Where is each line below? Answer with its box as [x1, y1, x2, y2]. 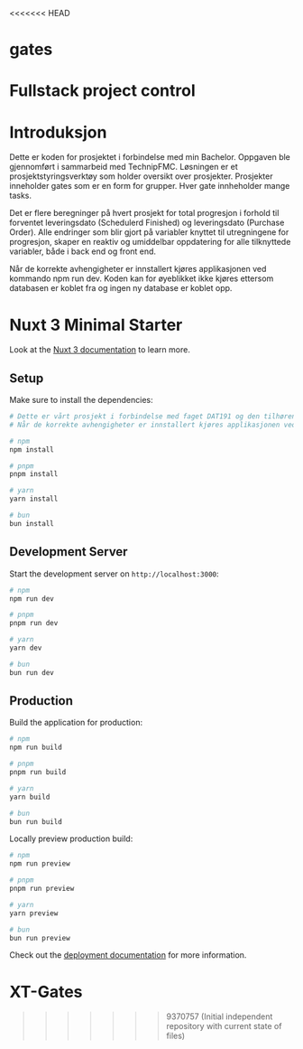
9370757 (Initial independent [166, 1011, 273, 1022]
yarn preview [9, 908, 59, 918]
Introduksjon [9, 122, 107, 143]
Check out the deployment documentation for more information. [9, 950, 247, 960]
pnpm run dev [9, 619, 59, 628]
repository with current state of [166, 1021, 282, 1032]
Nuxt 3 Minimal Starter [9, 314, 183, 335]
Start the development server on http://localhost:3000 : [9, 568, 219, 579]
